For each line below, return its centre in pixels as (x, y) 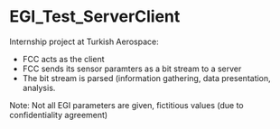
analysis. (39, 88)
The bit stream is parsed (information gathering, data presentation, (146, 78)
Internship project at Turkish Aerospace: (84, 41)
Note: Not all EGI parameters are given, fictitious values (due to (126, 105)
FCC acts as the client (64, 59)
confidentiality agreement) (59, 115)
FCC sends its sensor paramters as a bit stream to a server (132, 69)
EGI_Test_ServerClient (95, 17)
